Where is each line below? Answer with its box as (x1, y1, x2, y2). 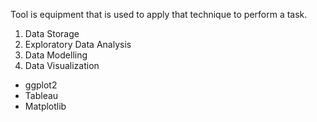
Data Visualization (24, 60, 100, 71)
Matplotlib (24, 100, 67, 112)
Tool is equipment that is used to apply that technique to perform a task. (10, 9, 308, 20)
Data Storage (24, 28, 80, 39)
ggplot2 (24, 79, 58, 91)
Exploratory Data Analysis (24, 39, 132, 50)
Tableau (24, 90, 59, 101)
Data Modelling (24, 49, 88, 61)
